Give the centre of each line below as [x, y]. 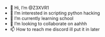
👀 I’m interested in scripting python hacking [55, 13]
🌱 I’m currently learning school [42, 18]
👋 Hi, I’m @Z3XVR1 [29, 8]
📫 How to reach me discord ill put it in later [55, 29]
